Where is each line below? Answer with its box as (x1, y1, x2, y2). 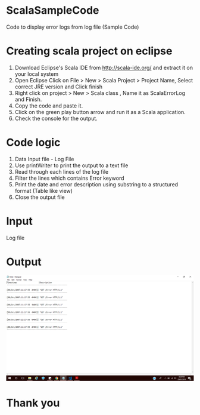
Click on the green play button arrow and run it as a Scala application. (14, 108, 186, 115)
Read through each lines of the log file (14, 168, 109, 175)
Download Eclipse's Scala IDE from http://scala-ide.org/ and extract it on (14, 64, 193, 71)
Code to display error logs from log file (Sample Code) (6, 23, 139, 30)
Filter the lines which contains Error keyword (14, 174, 124, 182)
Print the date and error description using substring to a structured (14, 180, 179, 188)
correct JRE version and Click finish (14, 83, 103, 90)
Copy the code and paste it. (14, 102, 83, 109)
